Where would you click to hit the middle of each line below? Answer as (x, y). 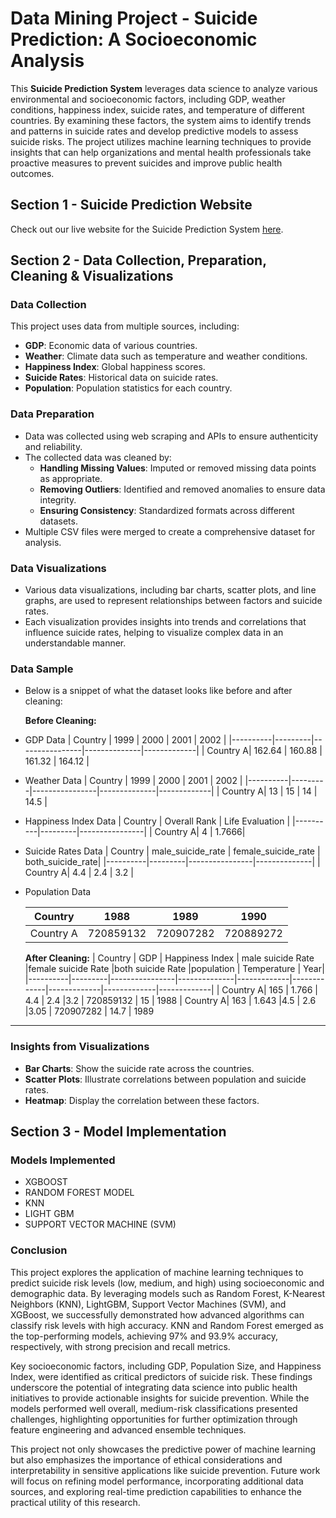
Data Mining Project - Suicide (134, 18)
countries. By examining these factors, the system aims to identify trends (161, 120)
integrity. (58, 499)
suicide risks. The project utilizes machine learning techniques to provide (161, 141)
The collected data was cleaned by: (98, 457)
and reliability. (53, 446)
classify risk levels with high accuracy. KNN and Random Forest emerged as (167, 1325)
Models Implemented (63, 1160)
